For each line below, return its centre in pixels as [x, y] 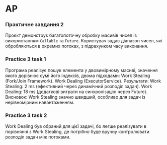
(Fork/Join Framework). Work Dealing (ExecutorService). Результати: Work [83, 81]
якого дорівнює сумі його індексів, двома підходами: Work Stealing [78, 76]
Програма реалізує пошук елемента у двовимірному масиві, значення [81, 70]
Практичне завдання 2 [34, 25]
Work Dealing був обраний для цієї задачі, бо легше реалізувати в [76, 126]
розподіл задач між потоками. [38, 137]
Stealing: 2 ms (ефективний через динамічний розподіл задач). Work [79, 86]
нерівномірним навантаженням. [40, 102]
